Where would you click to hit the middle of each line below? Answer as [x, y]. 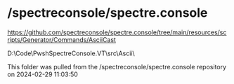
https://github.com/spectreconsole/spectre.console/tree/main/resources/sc [117, 32]
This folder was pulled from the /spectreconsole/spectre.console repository [117, 66]
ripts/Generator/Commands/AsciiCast [61, 39]
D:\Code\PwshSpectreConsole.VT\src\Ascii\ [71, 53]
